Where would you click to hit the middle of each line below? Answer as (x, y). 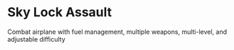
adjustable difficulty (36, 39)
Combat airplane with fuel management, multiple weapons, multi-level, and (117, 32)
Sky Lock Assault (60, 12)
